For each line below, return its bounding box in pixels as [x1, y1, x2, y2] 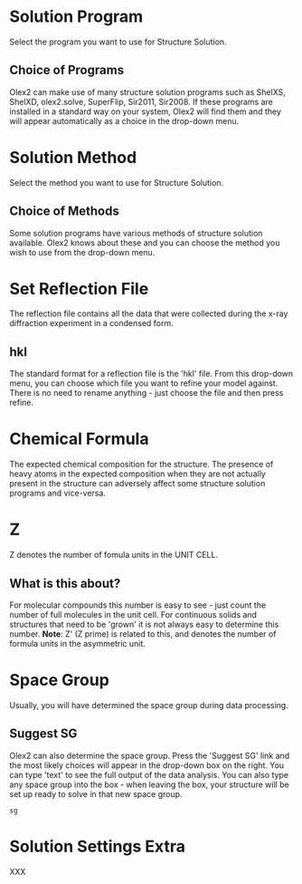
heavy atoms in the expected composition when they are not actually [9, 468, 267, 479]
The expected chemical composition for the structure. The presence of [9, 459, 274, 470]
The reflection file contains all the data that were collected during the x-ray [9, 308, 288, 319]
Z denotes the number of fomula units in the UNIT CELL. [9, 550, 219, 561]
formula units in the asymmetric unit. [9, 638, 146, 649]
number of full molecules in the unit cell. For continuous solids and [9, 609, 258, 620]
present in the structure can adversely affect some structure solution [9, 478, 266, 489]
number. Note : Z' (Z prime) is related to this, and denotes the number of [9, 628, 277, 639]
